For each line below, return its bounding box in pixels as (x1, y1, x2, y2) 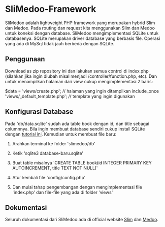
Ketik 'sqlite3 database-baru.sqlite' (12, 150, 84, 156)
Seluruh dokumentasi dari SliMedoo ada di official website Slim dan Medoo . (5, 217, 159, 223)
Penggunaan (5, 55, 45, 64)
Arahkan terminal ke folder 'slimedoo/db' (12, 140, 96, 146)
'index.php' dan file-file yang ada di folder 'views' (12, 189, 113, 195)
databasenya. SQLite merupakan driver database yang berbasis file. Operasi (5, 35, 160, 41)
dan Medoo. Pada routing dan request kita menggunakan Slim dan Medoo (5, 25, 155, 31)
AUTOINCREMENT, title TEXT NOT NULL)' (12, 165, 98, 171)
